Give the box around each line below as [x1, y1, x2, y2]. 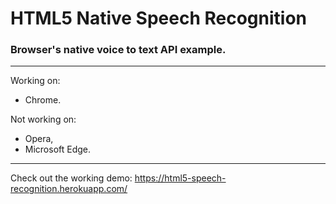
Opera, [24, 133, 54, 145]
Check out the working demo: [10, 172, 133, 184]
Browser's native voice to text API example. [10, 43, 227, 57]
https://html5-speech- [134, 172, 227, 184]
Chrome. [24, 94, 62, 106]
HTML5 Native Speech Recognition [10, 7, 308, 30]
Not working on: [10, 113, 77, 126]
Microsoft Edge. [24, 143, 92, 156]
